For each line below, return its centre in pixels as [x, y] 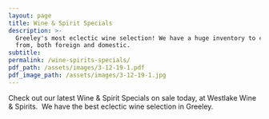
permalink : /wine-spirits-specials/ [69, 61]
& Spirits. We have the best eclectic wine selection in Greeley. [111, 106]
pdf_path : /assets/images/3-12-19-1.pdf [77, 68]
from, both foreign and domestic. [73, 46]
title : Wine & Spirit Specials [60, 23]
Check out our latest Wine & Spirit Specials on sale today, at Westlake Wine [132, 97]
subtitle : [25, 53]
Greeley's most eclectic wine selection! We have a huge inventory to [136, 38]
